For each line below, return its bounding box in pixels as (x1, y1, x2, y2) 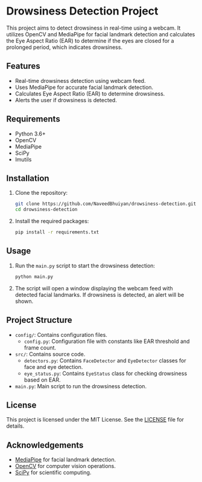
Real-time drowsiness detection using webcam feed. (14, 77, 146, 84)
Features (6, 61, 40, 71)
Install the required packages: (14, 218, 89, 225)
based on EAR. (24, 376, 61, 383)
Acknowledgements (6, 440, 84, 450)
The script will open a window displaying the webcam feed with (14, 284, 173, 291)
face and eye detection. (24, 363, 83, 370)
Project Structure (6, 315, 72, 325)
